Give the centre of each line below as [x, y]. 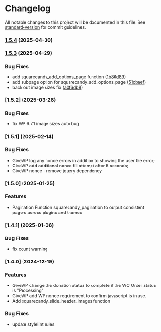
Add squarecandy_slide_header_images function [61, 301]
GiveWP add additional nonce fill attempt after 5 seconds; [70, 166]
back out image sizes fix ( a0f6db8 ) [47, 87]
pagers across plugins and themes [47, 212]
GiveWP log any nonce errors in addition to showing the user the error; [83, 160]
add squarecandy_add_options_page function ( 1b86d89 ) [69, 77]
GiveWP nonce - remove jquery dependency [57, 171]
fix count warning [30, 249]
